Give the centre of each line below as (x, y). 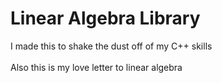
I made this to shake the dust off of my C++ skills (111, 46)
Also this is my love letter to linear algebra (96, 67)
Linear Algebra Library (105, 18)
